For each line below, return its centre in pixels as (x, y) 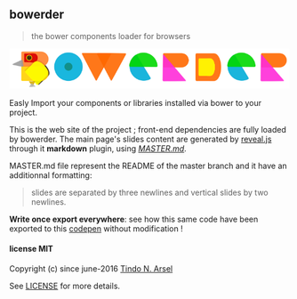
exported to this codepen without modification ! (96, 228)
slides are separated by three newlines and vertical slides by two (149, 192)
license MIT (31, 249)
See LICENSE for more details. (65, 286)
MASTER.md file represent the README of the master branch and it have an (148, 166)
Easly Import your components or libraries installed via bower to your (136, 102)
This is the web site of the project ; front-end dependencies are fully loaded (148, 129)
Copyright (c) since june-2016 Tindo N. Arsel (91, 268)
